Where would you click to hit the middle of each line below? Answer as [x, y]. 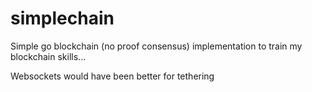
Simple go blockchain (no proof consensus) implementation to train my [156, 46]
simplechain [62, 18]
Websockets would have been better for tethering [112, 76]
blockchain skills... [48, 56]
